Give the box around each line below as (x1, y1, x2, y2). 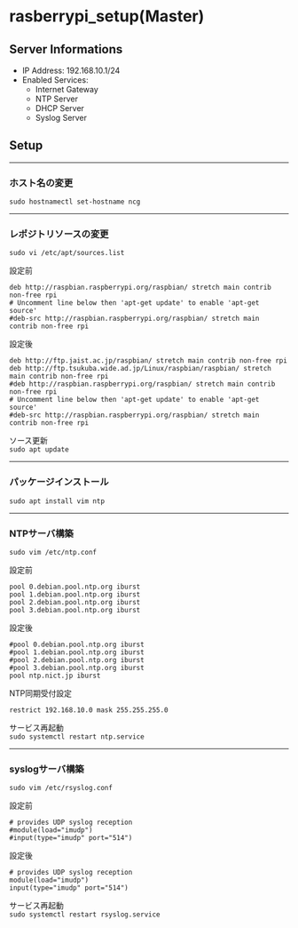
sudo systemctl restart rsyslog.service (9, 910, 161, 919)
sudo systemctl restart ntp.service (9, 732, 145, 741)
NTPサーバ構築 (9, 527, 74, 540)
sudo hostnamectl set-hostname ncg (9, 197, 141, 206)
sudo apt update (9, 445, 69, 454)
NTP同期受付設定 (9, 688, 73, 699)
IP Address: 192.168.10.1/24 (21, 65, 121, 76)
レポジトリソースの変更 (9, 228, 109, 241)
